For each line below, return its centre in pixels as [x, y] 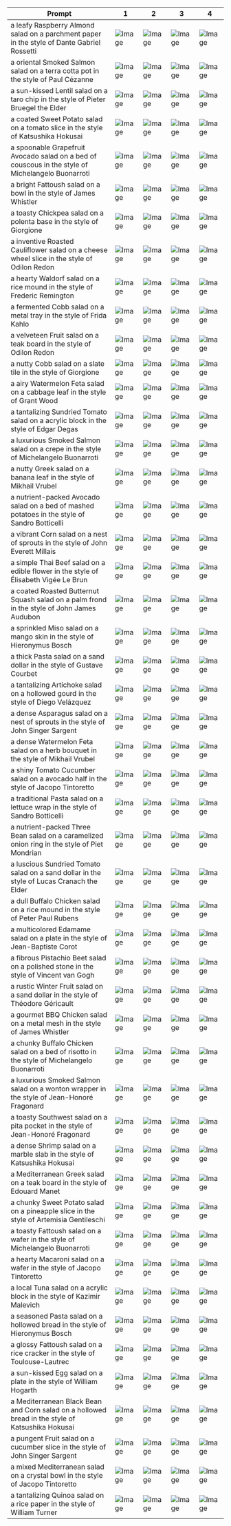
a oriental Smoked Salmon [53, 62]
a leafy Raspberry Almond [53, 25]
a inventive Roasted [42, 241]
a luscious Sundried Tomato [56, 864]
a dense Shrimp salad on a [53, 1145]
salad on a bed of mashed [53, 506]
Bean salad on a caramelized [57, 835]
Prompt [59, 13]
